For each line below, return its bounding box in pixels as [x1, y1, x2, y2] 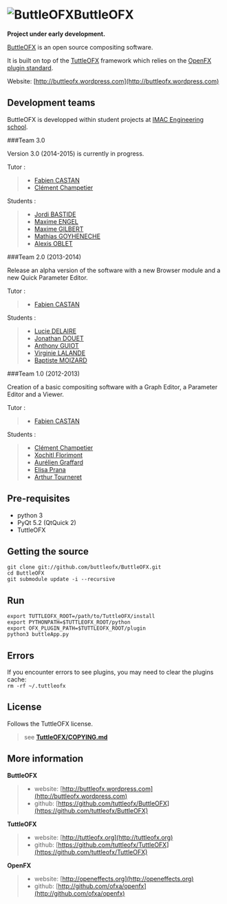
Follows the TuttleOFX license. [7, 719, 94, 728]
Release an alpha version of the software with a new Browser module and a [7, 266, 221, 274]
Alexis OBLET [34, 239, 74, 247]
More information [7, 753, 84, 765]
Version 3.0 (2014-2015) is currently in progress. [7, 149, 144, 158]
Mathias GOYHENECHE [34, 232, 101, 240]
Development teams [7, 97, 96, 109]
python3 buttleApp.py [7, 631, 69, 638]
